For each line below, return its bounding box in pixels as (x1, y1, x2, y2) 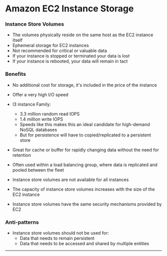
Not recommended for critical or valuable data (12, 48, 107, 54)
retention (12, 152, 31, 158)
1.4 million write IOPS (19, 116, 63, 122)
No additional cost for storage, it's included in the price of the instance (12, 82, 158, 88)
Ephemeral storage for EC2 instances (12, 43, 89, 49)
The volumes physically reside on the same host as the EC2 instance (12, 32, 154, 38)
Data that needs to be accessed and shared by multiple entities (19, 241, 149, 247)
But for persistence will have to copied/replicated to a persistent (19, 132, 152, 138)
